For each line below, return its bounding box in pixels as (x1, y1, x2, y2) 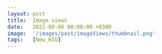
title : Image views (7, 17, 68, 24)
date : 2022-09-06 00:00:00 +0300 (7, 23, 112, 30)
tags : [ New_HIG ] (7, 36, 61, 43)
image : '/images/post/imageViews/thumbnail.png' (7, 29, 156, 37)
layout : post (7, 10, 46, 18)
